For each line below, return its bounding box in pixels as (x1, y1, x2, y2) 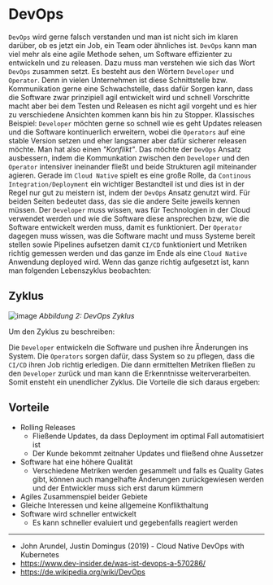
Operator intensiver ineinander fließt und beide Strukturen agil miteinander (8, 161, 258, 171)
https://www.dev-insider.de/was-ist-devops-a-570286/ (19, 558, 206, 568)
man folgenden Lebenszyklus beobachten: (8, 266, 152, 275)
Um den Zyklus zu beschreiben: (8, 327, 115, 336)
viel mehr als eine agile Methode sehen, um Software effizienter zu (8, 49, 233, 59)
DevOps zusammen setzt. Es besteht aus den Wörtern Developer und (8, 66, 234, 76)
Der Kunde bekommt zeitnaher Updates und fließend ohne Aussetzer (32, 448, 264, 458)
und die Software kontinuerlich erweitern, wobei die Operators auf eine (8, 127, 245, 137)
